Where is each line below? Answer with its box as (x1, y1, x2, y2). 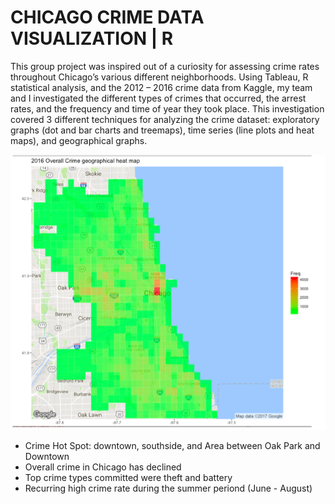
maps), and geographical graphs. (10, 134, 148, 146)
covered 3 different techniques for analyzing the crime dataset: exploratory (10, 113, 320, 125)
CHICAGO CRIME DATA (10, 6, 205, 29)
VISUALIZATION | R (10, 27, 174, 50)
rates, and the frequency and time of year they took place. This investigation (10, 102, 325, 115)
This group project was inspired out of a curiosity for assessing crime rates (10, 60, 320, 72)
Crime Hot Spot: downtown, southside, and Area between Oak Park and (24, 439, 321, 451)
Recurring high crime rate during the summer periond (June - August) (24, 482, 313, 494)
